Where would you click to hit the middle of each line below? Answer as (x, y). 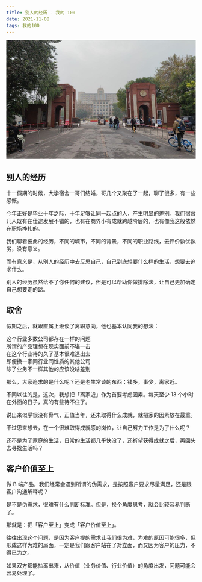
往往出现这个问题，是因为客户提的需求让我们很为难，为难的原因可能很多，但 (101, 538)
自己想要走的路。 (27, 289)
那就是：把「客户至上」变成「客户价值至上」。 (63, 525)
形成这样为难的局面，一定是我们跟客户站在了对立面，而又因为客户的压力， (98, 545)
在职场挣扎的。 (25, 228)
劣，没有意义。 (25, 249)
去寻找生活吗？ (25, 448)
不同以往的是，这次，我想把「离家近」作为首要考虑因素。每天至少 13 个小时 (100, 394)
